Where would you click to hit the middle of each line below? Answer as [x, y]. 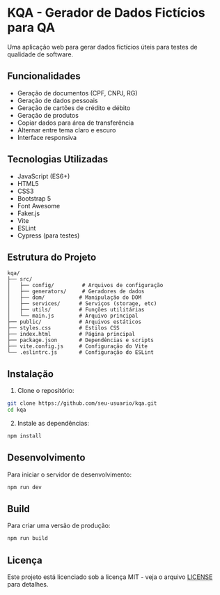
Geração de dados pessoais [57, 100]
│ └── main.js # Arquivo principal [73, 316]
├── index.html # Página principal [71, 334]
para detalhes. [28, 584]
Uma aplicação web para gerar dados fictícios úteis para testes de [102, 47]
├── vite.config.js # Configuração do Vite [78, 346]
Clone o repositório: [46, 391]
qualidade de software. [40, 54]
